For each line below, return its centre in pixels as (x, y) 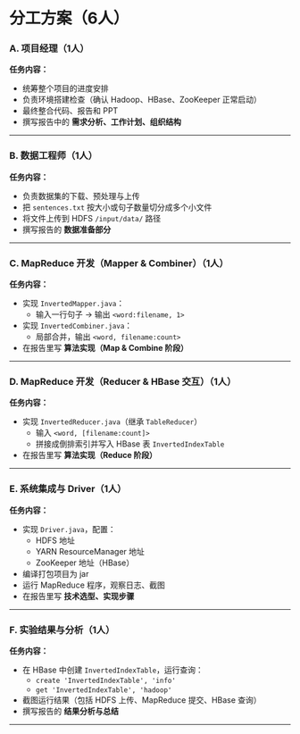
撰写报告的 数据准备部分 (67, 229)
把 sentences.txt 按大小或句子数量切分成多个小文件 (117, 207)
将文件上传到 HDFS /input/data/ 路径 (92, 218)
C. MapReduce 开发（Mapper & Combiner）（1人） (119, 263)
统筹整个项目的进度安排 (65, 88)
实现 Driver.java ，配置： (69, 529)
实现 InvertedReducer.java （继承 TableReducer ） (112, 421)
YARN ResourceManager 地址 (90, 551)
